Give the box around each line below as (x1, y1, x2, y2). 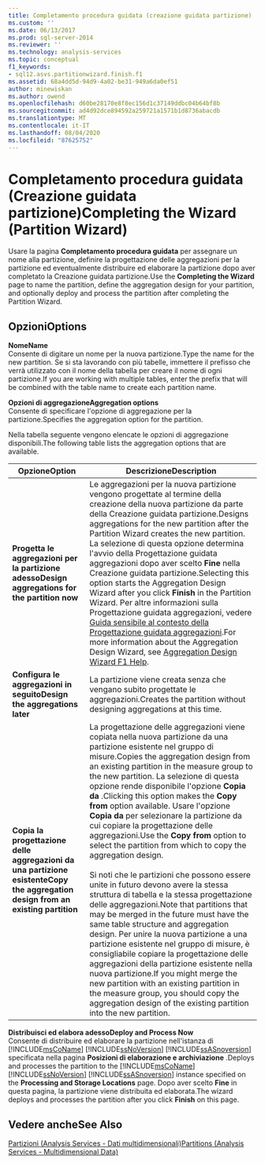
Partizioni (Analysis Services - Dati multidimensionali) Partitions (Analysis (8, 1139, 244, 1148)
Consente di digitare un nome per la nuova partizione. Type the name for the (8, 349, 255, 359)
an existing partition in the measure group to (89, 761, 254, 772)
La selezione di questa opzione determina (89, 538, 244, 549)
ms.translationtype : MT (8, 114, 87, 122)
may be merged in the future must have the (89, 909, 249, 920)
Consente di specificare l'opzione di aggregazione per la (8, 406, 192, 416)
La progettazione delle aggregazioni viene (89, 721, 246, 732)
